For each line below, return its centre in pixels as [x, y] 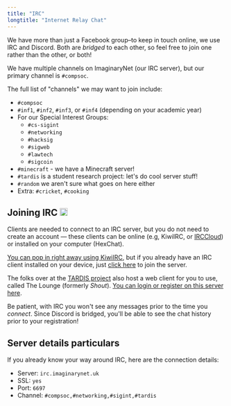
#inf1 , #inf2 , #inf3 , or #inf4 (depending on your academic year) [110, 110]
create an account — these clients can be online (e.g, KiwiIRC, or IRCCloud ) [115, 237]
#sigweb [38, 147]
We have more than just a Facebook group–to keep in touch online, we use [114, 40]
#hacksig [40, 139]
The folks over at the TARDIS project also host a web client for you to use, [112, 278]
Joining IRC [33, 212]
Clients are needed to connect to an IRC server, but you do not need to [108, 229]
